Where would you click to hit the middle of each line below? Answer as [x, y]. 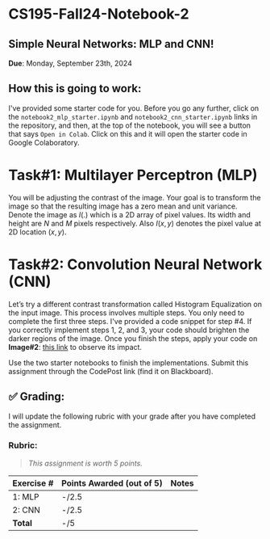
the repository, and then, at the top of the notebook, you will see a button [130, 125]
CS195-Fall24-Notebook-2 [99, 14]
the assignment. [35, 424]
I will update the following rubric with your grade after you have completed [132, 416]
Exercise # [33, 483]
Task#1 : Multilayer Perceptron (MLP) [133, 175]
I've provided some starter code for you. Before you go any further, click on [134, 108]
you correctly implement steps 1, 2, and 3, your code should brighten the [129, 330]
